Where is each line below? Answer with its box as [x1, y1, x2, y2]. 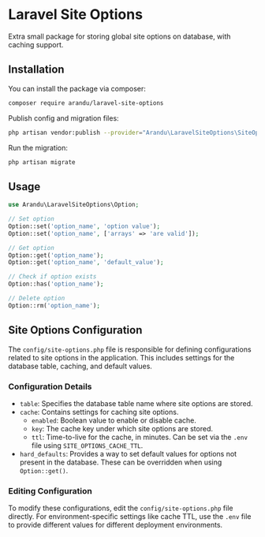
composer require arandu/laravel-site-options [8, 99, 164, 107]
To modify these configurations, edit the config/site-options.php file [8, 503, 233, 513]
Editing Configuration [8, 485, 93, 496]
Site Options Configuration [8, 323, 143, 337]
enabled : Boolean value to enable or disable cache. [31, 416, 197, 425]
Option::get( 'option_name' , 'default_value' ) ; [8, 259, 164, 267]
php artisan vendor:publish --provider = [8, 129, 144, 136]
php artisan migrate [8, 158, 77, 166]
